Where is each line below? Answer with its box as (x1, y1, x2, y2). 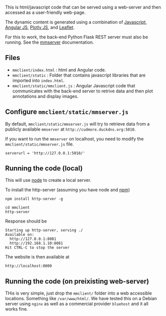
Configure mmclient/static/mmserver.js (5, 108, 129, 116)
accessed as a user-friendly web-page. (5, 9, 86, 15)
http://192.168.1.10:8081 (9, 241, 63, 246)
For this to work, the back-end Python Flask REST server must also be (5, 34, 148, 40)
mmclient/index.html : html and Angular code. (12, 67, 107, 73)
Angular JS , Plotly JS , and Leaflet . (5, 24, 75, 30)
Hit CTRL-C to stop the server (5, 245, 70, 250)
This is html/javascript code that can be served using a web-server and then (5, 4, 161, 10)
